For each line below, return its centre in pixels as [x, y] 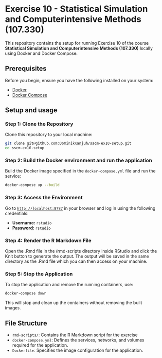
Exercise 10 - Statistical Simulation [77, 9]
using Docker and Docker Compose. [41, 53]
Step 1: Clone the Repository [39, 124]
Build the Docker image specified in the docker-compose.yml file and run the [80, 171]
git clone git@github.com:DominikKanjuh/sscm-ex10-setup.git [68, 144]
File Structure [26, 323]
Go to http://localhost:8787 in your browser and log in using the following [80, 208]
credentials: [17, 213]
